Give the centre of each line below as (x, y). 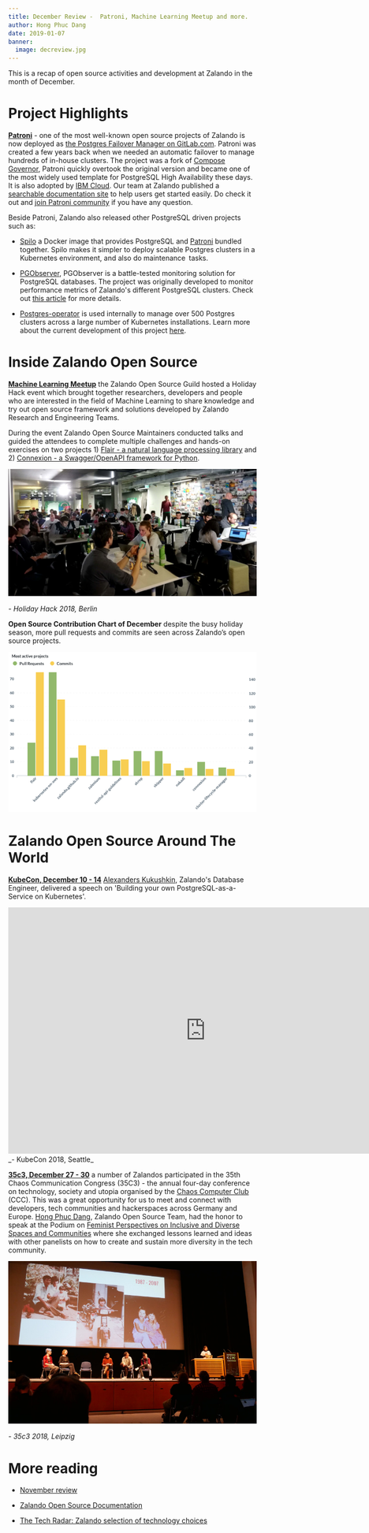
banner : (21, 42)
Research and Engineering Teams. (64, 417)
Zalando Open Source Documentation (81, 1505)
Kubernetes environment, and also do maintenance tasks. (114, 258)
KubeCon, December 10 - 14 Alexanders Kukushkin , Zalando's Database (126, 880)
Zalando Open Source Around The (122, 841)
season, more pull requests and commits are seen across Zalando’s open (127, 632)
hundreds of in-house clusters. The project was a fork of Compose (117, 161)
